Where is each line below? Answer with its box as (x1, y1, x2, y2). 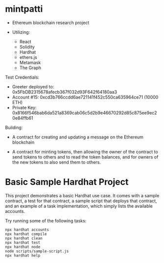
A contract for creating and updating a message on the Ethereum (12, 134, 143, 140)
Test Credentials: (5, 74, 40, 80)
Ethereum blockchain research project (12, 20, 90, 26)
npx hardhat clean (5, 236, 43, 241)
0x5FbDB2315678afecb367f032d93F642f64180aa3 (12, 89, 117, 95)
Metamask (19, 59, 41, 65)
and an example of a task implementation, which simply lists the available (5, 203, 153, 209)
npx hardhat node (5, 244, 41, 249)
